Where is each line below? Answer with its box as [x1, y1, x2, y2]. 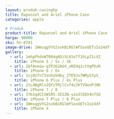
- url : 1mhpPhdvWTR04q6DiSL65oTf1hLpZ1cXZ [10, 54, 101, 59]
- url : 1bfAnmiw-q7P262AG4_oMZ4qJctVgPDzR [10, 64, 101, 69]
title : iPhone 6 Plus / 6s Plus [14, 78, 83, 83]
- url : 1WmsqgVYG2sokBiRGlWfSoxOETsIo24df [10, 101, 101, 106]
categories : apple [5, 17, 44, 22]
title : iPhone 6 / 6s [14, 68, 60, 73]
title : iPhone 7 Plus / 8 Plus [14, 97, 81, 102]
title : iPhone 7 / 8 [14, 87, 58, 92]
